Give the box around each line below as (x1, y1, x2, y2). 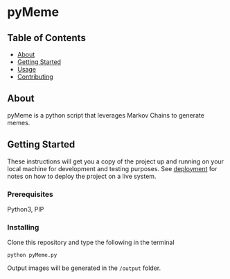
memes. (7, 118, 30, 127)
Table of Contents (7, 32, 87, 44)
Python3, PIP (7, 205, 44, 213)
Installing (7, 222, 39, 232)
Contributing (17, 72, 53, 81)
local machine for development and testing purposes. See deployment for (7, 164, 218, 173)
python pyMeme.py (7, 252, 57, 259)
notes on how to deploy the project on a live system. (7, 172, 157, 180)
